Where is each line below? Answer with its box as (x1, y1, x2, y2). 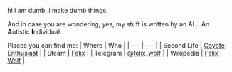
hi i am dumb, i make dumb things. (7, 6, 108, 14)
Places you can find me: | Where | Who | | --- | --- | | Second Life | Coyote (7, 41, 226, 49)
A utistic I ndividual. (7, 28, 62, 36)
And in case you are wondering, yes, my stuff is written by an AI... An (7, 20, 210, 28)
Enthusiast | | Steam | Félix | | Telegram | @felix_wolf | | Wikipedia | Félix (7, 49, 218, 57)
